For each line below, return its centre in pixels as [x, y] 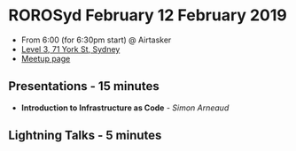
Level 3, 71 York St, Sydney [70, 49]
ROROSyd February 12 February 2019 [148, 15]
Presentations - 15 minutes [84, 86]
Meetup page [46, 58]
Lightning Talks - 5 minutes [85, 136]
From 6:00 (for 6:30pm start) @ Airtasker [96, 40]
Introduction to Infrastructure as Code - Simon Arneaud [125, 108]
